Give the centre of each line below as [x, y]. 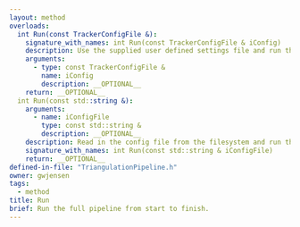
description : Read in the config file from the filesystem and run [153, 142]
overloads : [29, 26]
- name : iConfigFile [71, 117]
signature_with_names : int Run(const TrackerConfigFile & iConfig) [153, 42]
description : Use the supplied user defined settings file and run [153, 51]
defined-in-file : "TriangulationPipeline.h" [93, 167]
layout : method [37, 17]
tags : [19, 184]
